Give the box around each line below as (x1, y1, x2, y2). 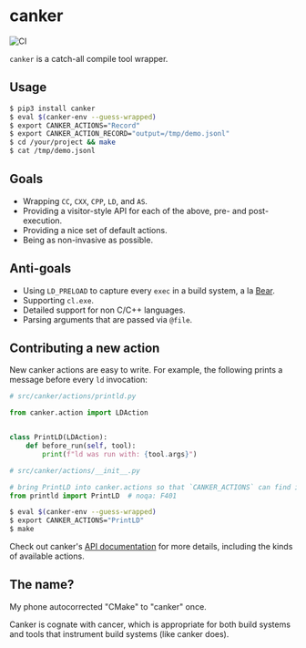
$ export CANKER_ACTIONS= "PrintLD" (9, 516, 145, 525)
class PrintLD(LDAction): (9, 433, 107, 442)
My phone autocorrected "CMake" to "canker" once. (9, 601, 207, 612)
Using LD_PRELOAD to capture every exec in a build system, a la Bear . (22, 284, 275, 296)
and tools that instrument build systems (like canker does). (9, 628, 229, 639)
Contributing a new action (9, 341, 160, 356)
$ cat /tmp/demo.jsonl (9, 147, 96, 156)
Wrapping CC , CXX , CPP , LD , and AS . (22, 195, 148, 206)
